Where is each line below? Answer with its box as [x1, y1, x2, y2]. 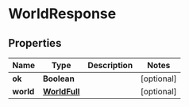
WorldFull [42, 86, 80, 97]
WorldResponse [8, 5, 117, 23]
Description [87, 60, 133, 71]
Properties [8, 36, 62, 50]
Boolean [42, 73, 75, 84]
